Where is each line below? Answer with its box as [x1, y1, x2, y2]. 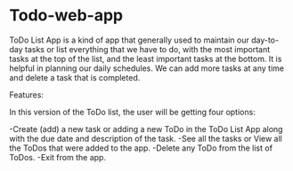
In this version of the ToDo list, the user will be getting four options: [9, 106, 256, 117]
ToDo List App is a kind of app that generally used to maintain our [9, 35, 249, 45]
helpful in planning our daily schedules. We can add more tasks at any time [9, 63, 285, 74]
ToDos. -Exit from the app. [9, 152, 107, 162]
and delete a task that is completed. [9, 72, 141, 82]
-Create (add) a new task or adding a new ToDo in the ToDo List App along [9, 123, 283, 134]
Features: [9, 89, 45, 100]
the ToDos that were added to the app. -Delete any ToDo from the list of [9, 143, 273, 153]
